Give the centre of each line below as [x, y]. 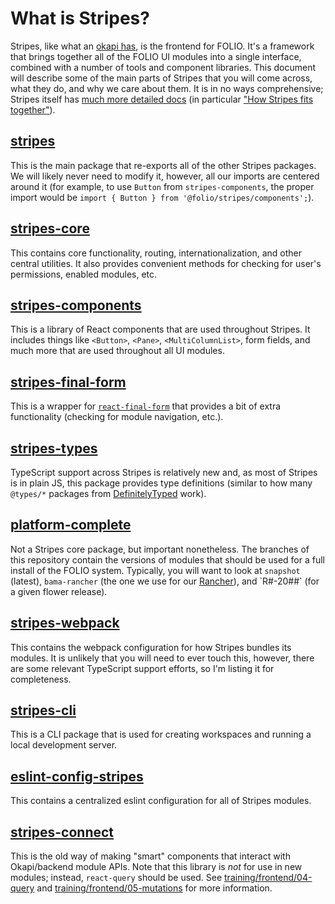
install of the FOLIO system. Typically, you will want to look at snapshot [155, 570]
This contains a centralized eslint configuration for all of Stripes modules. [161, 801]
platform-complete [71, 525]
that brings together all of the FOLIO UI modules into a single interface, [156, 56]
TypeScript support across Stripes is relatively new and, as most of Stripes [164, 472]
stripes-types [54, 448]
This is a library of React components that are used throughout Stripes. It [160, 329]
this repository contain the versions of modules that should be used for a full [167, 559]
